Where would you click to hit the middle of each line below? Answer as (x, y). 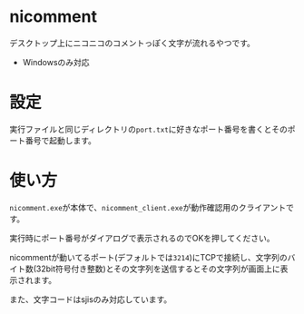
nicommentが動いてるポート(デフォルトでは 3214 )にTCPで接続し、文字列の (148, 257)
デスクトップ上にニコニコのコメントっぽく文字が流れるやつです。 (132, 43)
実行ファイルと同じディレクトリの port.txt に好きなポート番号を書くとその (148, 129)
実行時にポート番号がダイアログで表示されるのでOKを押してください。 (142, 238)
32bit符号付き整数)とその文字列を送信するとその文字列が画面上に (158, 269)
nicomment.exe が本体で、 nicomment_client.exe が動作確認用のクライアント (148, 207)
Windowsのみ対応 (56, 62)
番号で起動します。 (61, 140)
